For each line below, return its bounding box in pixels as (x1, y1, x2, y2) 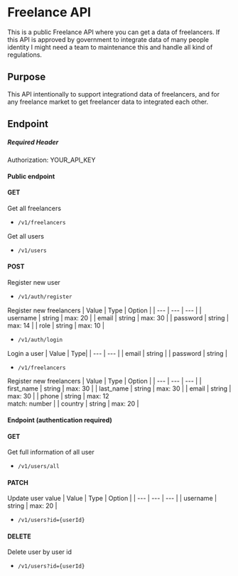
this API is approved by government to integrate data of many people (7, 35, 210, 43)
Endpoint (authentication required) (7, 416, 112, 425)
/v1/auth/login (17, 336, 63, 343)
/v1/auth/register (17, 293, 72, 300)
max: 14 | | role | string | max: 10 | (7, 321, 105, 330)
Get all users (7, 232, 45, 240)
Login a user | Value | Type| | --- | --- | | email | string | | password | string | (7, 349, 227, 357)
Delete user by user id (7, 548, 72, 556)
